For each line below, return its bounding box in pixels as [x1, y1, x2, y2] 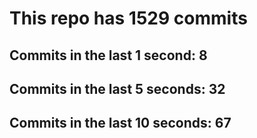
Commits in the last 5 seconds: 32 [9, 80, 226, 97]
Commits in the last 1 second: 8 [9, 47, 208, 64]
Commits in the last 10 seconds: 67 [9, 115, 232, 132]
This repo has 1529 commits [9, 7, 248, 30]
